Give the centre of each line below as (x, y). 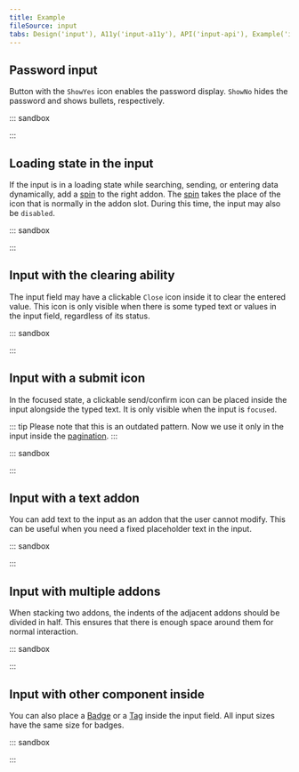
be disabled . (32, 213)
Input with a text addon (74, 499)
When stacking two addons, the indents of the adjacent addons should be (145, 613)
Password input (53, 70)
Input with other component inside (107, 694)
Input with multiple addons (85, 591)
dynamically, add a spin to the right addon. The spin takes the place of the (145, 194)
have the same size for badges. (67, 725)
